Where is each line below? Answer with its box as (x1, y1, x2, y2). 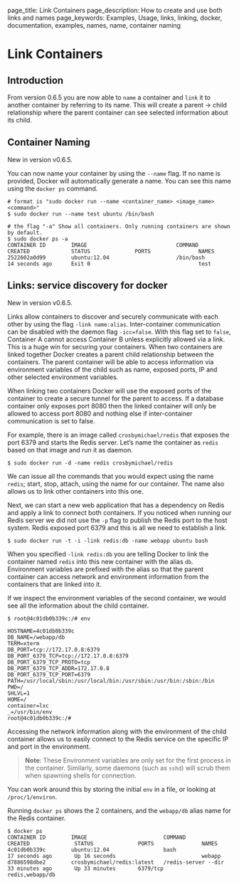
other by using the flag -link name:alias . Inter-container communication (7, 319, 221, 328)
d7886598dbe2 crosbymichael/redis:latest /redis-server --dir (7, 859, 224, 866)
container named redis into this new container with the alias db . (7, 557, 193, 566)
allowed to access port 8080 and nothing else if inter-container (7, 409, 193, 418)
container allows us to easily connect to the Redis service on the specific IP (7, 734, 229, 743)
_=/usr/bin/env (7, 708, 53, 716)
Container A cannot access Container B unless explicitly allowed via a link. (7, 334, 225, 344)
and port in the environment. (7, 742, 91, 751)
